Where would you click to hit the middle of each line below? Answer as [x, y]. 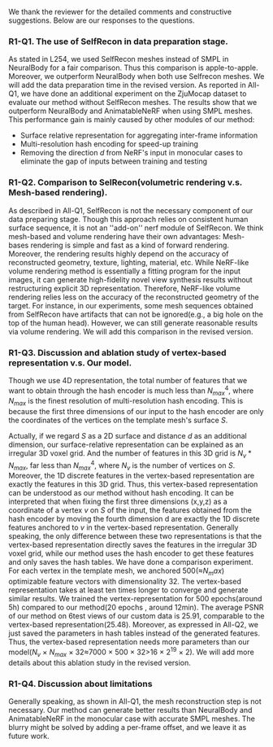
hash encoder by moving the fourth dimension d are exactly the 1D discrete [134, 519]
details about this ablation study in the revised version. [100, 662]
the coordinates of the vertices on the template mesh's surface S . [118, 420]
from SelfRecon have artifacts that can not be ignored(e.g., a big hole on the [136, 314]
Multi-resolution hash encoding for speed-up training [109, 144]
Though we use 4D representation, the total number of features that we [128, 380]
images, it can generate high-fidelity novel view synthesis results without [131, 279]
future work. [29, 736]
